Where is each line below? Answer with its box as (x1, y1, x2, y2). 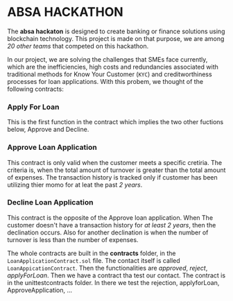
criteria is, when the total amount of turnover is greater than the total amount (7, 166, 226, 174)
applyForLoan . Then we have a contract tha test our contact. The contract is (7, 271, 226, 279)
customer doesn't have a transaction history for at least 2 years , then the (7, 221, 216, 229)
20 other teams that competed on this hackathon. (7, 42, 149, 50)
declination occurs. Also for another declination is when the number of (7, 228, 209, 237)
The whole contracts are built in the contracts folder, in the (7, 249, 176, 257)
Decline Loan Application (7, 198, 94, 207)
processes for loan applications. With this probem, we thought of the (7, 77, 203, 85)
